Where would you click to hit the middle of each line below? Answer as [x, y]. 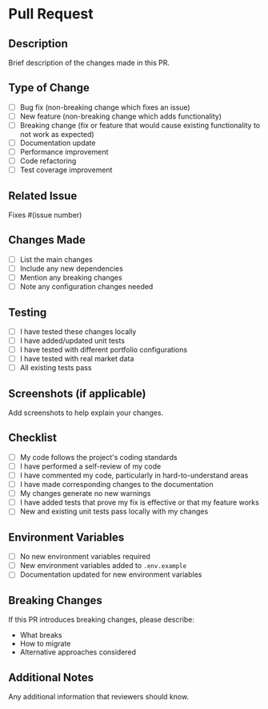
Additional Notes [51, 677]
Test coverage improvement [66, 170]
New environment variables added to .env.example [103, 566]
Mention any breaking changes [71, 278]
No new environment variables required [85, 557]
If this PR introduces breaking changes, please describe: [101, 620]
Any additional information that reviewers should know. [99, 696]
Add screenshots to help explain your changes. [86, 413]
